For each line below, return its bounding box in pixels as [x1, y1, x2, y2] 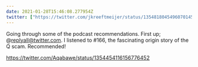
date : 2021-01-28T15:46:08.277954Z [6, 8, 94, 15]
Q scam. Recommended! [6, 42, 66, 50]
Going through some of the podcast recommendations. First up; [6, 30, 161, 37]
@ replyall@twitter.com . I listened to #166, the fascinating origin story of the [6, 36, 189, 43]
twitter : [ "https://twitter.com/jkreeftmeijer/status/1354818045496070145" [6, 14, 196, 20]
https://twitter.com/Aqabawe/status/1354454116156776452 [6, 54, 150, 61]
